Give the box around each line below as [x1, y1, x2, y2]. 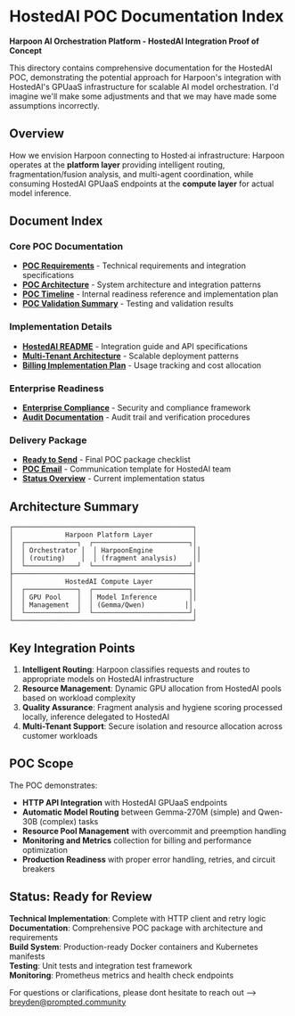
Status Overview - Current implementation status [21, 473, 205, 484]
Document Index [9, 214, 103, 229]
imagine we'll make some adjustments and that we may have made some [9, 91, 277, 102]
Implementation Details [9, 321, 113, 333]
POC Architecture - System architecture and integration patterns [21, 279, 261, 291]
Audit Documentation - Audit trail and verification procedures [21, 412, 251, 422]
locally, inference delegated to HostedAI [21, 711, 170, 722]
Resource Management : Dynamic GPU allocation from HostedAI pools [21, 683, 283, 693]
